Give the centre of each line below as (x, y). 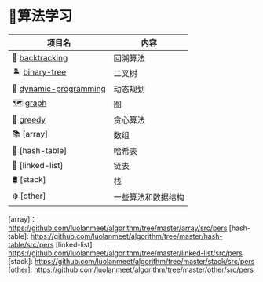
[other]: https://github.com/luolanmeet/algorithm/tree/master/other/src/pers (131, 269)
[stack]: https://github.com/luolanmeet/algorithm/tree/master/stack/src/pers (131, 261)
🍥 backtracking (40, 57)
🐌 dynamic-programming (59, 89)
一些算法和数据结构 (149, 197)
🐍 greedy (29, 119)
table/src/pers (31, 244)
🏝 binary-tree (39, 71)
